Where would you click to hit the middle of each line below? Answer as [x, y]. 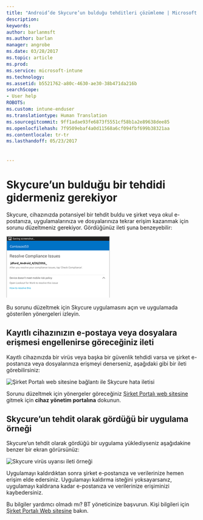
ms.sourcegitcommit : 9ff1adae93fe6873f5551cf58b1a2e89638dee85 [88, 122]
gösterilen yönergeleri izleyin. [43, 314]
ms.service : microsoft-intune [45, 71]
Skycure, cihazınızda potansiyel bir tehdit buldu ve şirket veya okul [90, 214]
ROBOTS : [16, 103]
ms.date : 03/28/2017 [33, 52]
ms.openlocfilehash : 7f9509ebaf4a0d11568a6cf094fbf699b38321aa [88, 128]
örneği [19, 429]
